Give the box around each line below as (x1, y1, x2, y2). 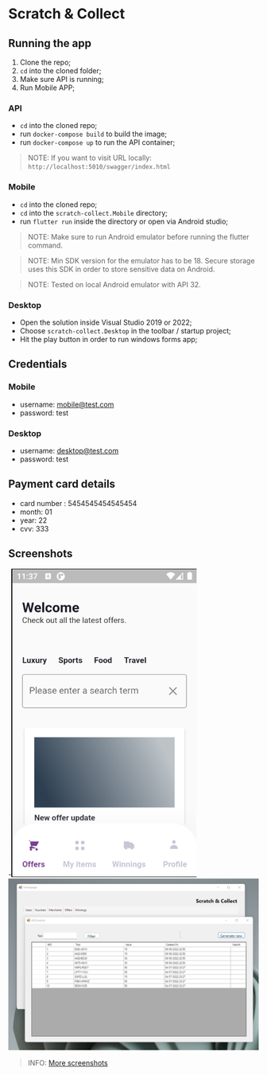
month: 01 (19, 507, 53, 516)
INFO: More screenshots (27, 1058, 109, 1068)
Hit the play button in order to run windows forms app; (19, 334, 198, 344)
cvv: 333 (19, 524, 49, 533)
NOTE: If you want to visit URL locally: (27, 153, 153, 163)
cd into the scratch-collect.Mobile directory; (19, 208, 168, 217)
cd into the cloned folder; (19, 66, 102, 76)
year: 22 (19, 515, 48, 525)
